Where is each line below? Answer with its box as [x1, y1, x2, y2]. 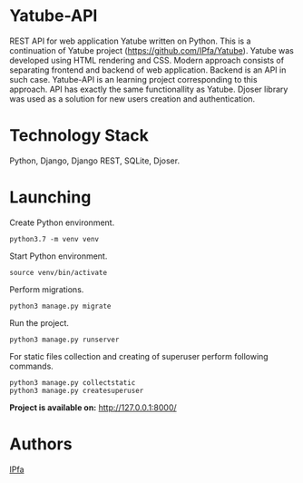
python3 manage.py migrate [9, 301, 112, 310]
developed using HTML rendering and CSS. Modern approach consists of [9, 54, 284, 65]
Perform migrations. [9, 283, 84, 295]
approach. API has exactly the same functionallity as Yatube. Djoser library [9, 84, 288, 94]
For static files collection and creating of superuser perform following [9, 350, 269, 361]
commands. [9, 360, 54, 371]
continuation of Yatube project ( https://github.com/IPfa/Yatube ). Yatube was [9, 44, 295, 55]
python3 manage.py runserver [9, 335, 120, 344]
